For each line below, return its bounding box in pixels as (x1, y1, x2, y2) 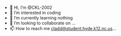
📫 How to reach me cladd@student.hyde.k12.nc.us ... (9, 26, 117, 31)
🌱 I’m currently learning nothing (9, 15, 73, 20)
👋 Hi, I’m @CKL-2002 (9, 5, 52, 10)
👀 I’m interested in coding (9, 10, 61, 16)
